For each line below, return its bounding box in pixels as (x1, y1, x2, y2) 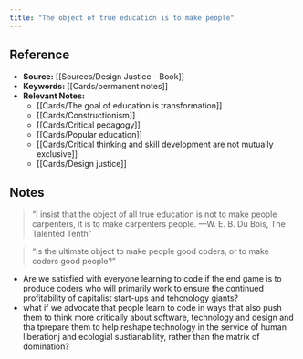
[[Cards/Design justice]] (36, 159, 128, 169)
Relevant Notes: (22, 90, 85, 101)
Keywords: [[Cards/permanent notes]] (22, 81, 169, 92)
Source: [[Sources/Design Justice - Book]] (22, 71, 185, 82)
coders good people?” (31, 256, 116, 267)
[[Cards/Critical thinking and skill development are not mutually (36, 138, 274, 150)
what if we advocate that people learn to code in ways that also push (22, 303, 282, 313)
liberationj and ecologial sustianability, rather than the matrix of (22, 332, 260, 343)
